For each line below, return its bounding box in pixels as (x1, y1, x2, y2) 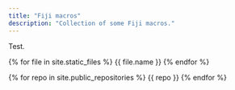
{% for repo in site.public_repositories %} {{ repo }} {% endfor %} (8, 72, 228, 82)
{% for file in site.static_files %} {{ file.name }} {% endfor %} (8, 57, 210, 67)
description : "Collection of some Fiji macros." (8, 19, 175, 27)
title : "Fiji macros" (8, 11, 82, 20)
